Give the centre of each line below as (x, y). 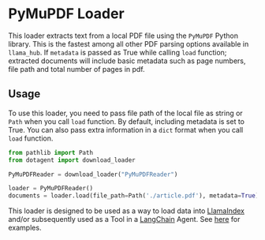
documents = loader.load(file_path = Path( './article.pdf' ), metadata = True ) (134, 196)
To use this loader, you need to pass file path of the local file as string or (125, 113)
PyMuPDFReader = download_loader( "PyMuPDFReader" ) (93, 174)
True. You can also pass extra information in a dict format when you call (126, 129)
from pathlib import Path (50, 152)
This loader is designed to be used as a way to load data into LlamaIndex (126, 211)
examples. (25, 228)
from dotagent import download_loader (72, 160)
